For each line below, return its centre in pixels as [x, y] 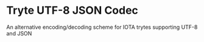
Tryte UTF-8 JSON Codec [72, 10]
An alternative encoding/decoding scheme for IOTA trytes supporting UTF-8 [102, 27]
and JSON [19, 33]
